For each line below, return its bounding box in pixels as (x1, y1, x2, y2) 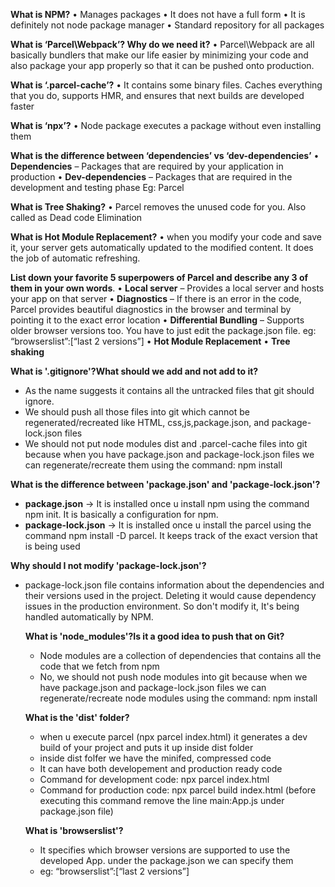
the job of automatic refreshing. (10, 252, 141, 264)
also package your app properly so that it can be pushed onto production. (10, 60, 315, 71)
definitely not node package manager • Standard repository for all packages (10, 19, 325, 31)
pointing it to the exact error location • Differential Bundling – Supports (10, 314, 305, 326)
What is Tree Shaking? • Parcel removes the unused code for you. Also (10, 201, 307, 213)
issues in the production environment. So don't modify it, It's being (24, 600, 300, 612)
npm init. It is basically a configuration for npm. (24, 509, 219, 520)
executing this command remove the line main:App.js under (39, 795, 285, 806)
